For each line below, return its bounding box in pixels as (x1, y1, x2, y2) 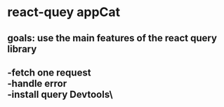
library (7, 43, 37, 55)
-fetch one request (7, 66, 91, 78)
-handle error (7, 78, 67, 90)
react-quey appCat (7, 4, 121, 20)
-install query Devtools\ (7, 88, 114, 100)
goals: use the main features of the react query (7, 32, 218, 44)
